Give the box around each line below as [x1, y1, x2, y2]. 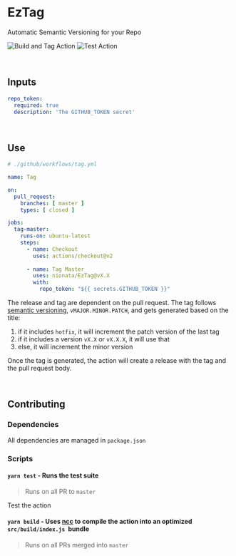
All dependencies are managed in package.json [7, 436, 146, 444]
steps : [20, 240, 40, 247]
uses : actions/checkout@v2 [33, 252, 113, 259]
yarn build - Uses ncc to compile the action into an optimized [7, 518, 193, 526]
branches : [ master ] [20, 200, 84, 207]
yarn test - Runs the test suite [7, 471, 99, 480]
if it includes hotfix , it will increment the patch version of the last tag [17, 327, 220, 336]
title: [7, 314, 21, 322]
